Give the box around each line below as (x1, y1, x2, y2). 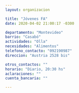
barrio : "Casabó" (5, 34, 41, 40)
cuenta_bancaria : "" (5, 76, 48, 81)
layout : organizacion (5, 7, 50, 12)
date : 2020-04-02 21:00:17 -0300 (5, 21, 75, 26)
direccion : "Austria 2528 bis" (5, 53, 70, 58)
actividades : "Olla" (5, 39, 48, 44)
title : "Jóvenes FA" (5, 16, 48, 21)
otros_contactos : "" (5, 62, 48, 67)
